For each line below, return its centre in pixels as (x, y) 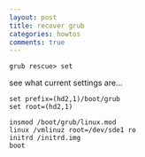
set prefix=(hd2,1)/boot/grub (65, 99)
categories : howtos (45, 34)
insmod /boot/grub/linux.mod (63, 122)
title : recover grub (47, 26)
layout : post (33, 17)
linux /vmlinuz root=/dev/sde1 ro (73, 130)
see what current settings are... (66, 83)
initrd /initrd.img (45, 138)
